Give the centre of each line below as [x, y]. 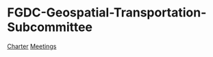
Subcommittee [50, 27]
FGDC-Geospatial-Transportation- [107, 13]
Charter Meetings [32, 46]
